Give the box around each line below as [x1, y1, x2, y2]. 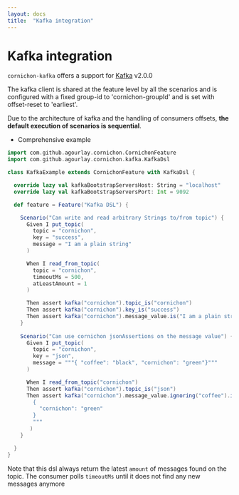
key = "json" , [33, 352, 75, 360]
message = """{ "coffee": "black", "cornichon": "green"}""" [33, 359, 218, 367]
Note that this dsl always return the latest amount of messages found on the [7, 464, 228, 473]
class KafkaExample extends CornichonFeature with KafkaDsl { [7, 169, 196, 176]
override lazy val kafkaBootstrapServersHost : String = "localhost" [14, 182, 221, 189]
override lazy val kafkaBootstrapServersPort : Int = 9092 [14, 188, 190, 195]
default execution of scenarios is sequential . [7, 122, 142, 131]
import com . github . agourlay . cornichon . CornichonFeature [7, 149, 176, 157]
